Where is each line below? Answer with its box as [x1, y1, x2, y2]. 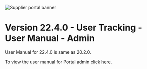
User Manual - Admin [5, 33, 95, 44]
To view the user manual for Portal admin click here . [5, 59, 112, 65]
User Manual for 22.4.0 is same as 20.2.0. [5, 49, 91, 55]
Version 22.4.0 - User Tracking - [5, 22, 142, 33]
